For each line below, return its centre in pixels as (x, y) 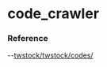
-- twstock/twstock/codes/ (50, 55)
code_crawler (53, 14)
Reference (28, 39)
